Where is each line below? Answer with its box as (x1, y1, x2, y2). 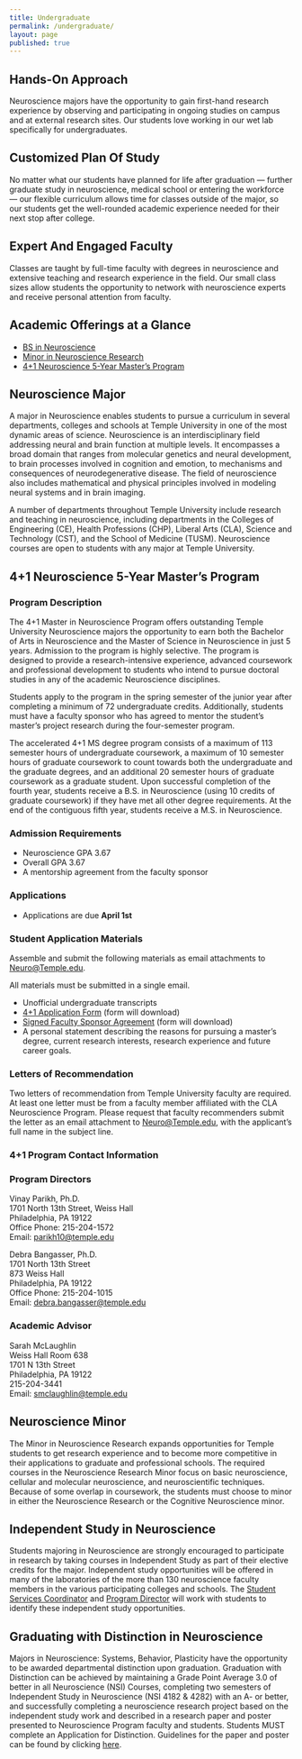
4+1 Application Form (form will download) (22, 1007, 181, 1017)
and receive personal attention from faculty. (9, 291, 172, 302)
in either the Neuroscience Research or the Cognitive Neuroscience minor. (9, 1495, 285, 1506)
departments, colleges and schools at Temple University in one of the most (9, 420, 288, 431)
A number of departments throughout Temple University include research (9, 505, 281, 515)
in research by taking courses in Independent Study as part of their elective (9, 1555, 289, 1566)
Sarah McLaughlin (9, 1340, 76, 1351)
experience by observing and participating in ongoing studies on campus (9, 105, 280, 116)
